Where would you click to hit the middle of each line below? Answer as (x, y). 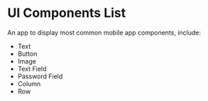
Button (27, 54)
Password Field (40, 76)
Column (29, 83)
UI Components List (67, 13)
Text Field (32, 69)
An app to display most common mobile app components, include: (104, 32)
